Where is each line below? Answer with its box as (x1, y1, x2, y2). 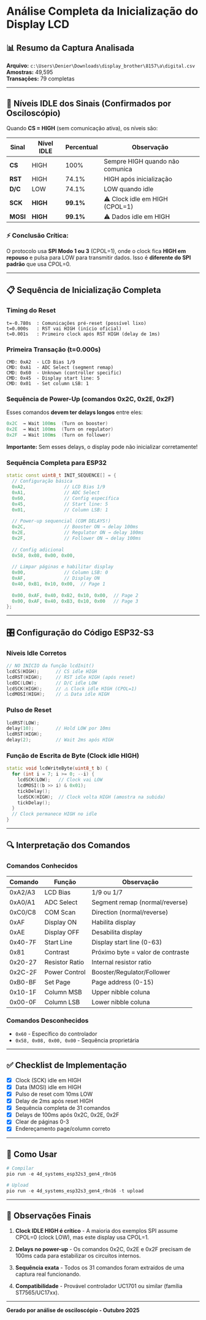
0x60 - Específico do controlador (15, 1030, 97, 1037)
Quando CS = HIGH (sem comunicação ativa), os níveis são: (6, 124, 158, 131)
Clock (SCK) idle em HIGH (15, 1076, 82, 1084)
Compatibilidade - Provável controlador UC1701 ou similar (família (15, 1282, 183, 1289)
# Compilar (6, 1165, 34, 1171)
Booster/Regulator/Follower (91, 967, 170, 976)
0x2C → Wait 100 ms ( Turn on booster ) (6, 421, 109, 427)
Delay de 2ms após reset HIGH (15, 1098, 94, 1105)
